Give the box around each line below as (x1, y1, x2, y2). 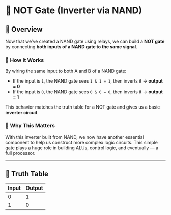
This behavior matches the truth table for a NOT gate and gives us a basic (5, 104, 160, 110)
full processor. (5, 150, 36, 156)
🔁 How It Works (5, 56, 44, 63)
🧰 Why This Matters (5, 122, 55, 129)
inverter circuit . (5, 110, 39, 116)
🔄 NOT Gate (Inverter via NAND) (5, 5, 142, 16)
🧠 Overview (5, 25, 43, 34)
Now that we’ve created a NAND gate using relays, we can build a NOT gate (5, 38, 165, 44)
